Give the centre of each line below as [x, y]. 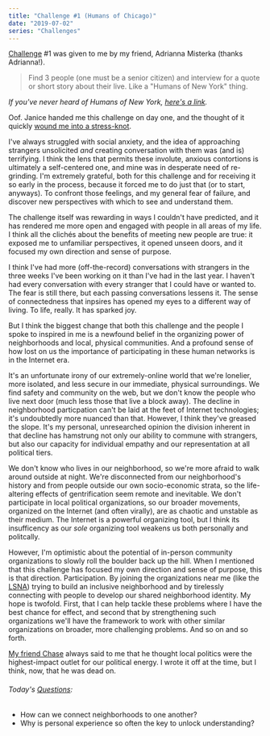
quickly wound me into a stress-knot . [70, 127]
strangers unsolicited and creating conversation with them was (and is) [127, 151]
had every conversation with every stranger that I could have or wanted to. [132, 285]
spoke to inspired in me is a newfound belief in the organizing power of [126, 335]
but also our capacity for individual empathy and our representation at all [129, 444]
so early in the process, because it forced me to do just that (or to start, [127, 185]
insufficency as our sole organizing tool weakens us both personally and [128, 528]
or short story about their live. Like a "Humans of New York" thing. [138, 86]
